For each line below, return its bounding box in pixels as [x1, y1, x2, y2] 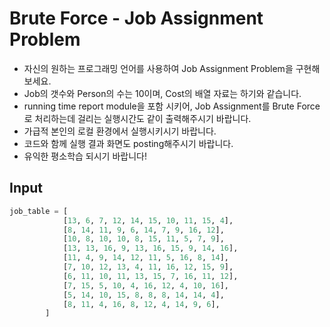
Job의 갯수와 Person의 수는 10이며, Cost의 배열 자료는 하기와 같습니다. [23, 87, 302, 99]
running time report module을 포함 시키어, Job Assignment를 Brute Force [23, 100, 321, 112]
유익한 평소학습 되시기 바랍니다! [23, 150, 147, 162]
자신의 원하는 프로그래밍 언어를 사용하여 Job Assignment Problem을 [23, 62, 294, 74]
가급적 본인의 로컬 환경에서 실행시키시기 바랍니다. [23, 125, 217, 137]
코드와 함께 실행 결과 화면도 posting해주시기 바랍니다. [23, 137, 234, 149]
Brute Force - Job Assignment [9, 7, 264, 30]
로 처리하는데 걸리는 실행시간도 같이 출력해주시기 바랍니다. [23, 112, 252, 124]
